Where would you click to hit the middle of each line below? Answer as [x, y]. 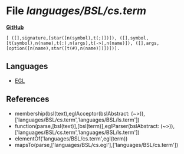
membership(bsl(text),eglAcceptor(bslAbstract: [72, 113]
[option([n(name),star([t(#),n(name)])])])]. [63, 48]
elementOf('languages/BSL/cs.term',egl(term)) [71, 138]
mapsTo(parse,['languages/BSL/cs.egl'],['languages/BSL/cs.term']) [96, 145]
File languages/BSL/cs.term [76, 11]
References [28, 99]
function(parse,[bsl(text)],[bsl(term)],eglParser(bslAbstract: [87, 126]
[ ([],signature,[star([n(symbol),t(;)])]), [62, 38]
